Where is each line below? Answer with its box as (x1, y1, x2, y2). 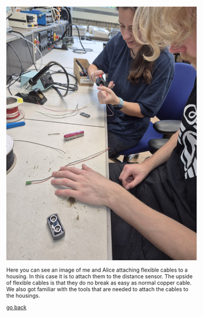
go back (6, 304, 27, 311)
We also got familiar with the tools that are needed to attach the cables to (6, 286, 188, 293)
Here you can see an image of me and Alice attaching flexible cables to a (6, 266, 188, 274)
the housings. (6, 292, 40, 299)
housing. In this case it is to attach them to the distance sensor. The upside (6, 273, 193, 280)
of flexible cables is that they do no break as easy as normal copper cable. (6, 279, 192, 286)
